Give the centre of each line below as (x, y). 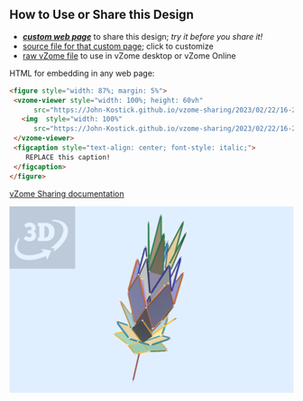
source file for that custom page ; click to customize (118, 46)
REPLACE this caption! (68, 157)
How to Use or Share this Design (101, 15)
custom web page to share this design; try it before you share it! (142, 36)
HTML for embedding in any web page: (82, 73)
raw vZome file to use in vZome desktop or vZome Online (129, 55)
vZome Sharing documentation (67, 194)
